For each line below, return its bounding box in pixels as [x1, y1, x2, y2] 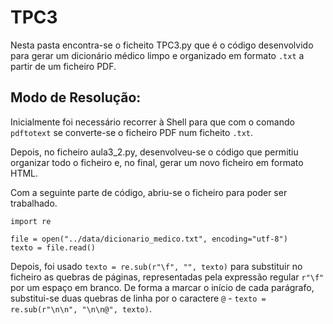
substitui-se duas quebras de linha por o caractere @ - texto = [10, 292, 267, 304]
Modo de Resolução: [10, 89, 142, 106]
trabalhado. [10, 197, 58, 209]
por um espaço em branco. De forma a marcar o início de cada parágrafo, [10, 281, 315, 293]
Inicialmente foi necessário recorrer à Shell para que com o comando [10, 116, 295, 128]
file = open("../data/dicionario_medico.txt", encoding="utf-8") [10, 234, 288, 244]
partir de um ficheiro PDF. [10, 60, 117, 72]
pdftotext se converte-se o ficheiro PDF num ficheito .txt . [10, 126, 254, 138]
